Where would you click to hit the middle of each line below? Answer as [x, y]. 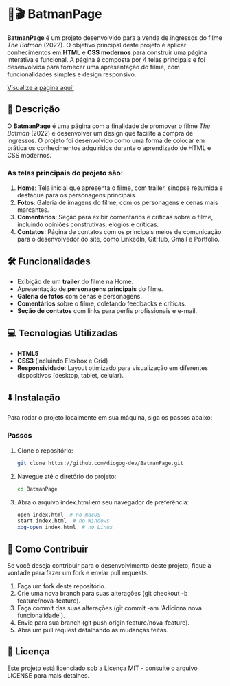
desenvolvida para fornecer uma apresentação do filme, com [94, 67]
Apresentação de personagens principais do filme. [90, 289]
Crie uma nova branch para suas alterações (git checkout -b [102, 593]
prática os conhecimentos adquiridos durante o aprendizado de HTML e [109, 148]
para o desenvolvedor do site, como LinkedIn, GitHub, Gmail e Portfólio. [118, 239]
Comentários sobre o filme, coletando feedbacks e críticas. [102, 303]
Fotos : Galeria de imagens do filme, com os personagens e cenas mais [117, 203]
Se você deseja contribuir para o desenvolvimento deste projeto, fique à [109, 565]
